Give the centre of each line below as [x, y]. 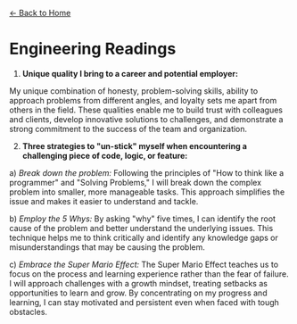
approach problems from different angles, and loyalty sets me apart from [143, 100]
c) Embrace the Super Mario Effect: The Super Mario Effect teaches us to [144, 264]
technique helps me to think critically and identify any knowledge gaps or [144, 237]
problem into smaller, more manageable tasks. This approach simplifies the [147, 192]
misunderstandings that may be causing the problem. [107, 247]
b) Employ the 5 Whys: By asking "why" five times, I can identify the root [143, 219]
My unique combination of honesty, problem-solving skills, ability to [134, 91]
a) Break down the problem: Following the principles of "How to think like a [147, 172]
